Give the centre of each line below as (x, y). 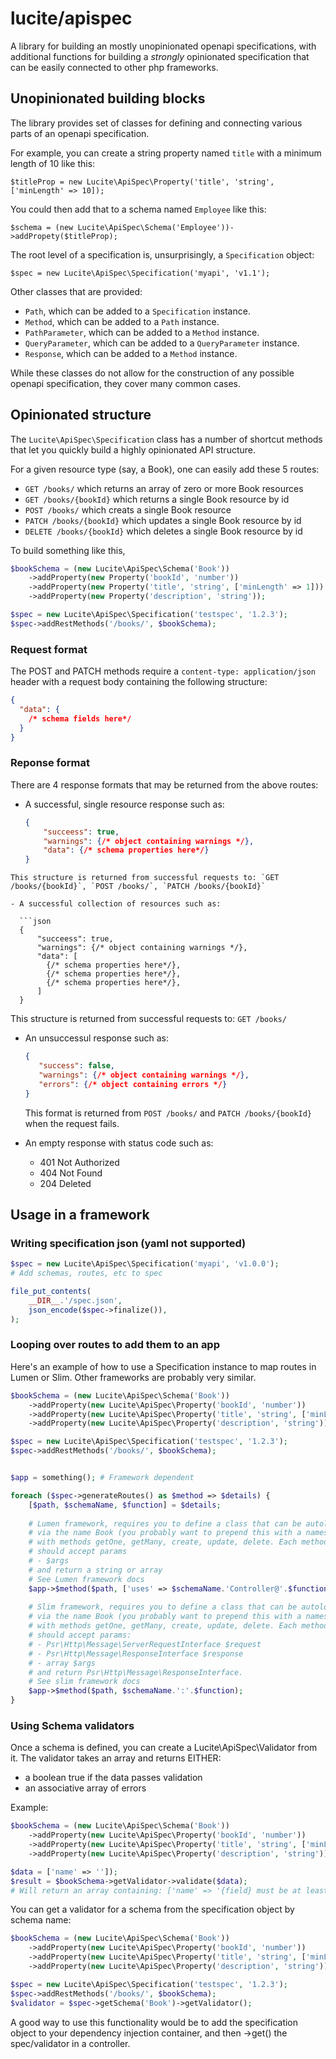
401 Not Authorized (79, 1162)
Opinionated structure (81, 415)
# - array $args (62, 1663)
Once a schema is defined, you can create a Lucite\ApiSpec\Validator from (164, 1748)
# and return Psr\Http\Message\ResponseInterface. (136, 1672)
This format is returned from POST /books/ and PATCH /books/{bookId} (168, 1113)
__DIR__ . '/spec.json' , (75, 1300)
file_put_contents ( (51, 1291)
